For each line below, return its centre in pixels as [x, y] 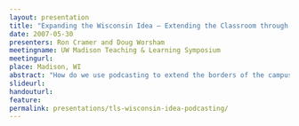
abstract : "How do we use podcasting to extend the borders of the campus [151, 75]
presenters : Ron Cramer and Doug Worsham [87, 42]
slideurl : [28, 83]
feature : [25, 100]
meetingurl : [31, 59]
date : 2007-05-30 [41, 34]
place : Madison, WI [45, 67]
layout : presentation [49, 17]
